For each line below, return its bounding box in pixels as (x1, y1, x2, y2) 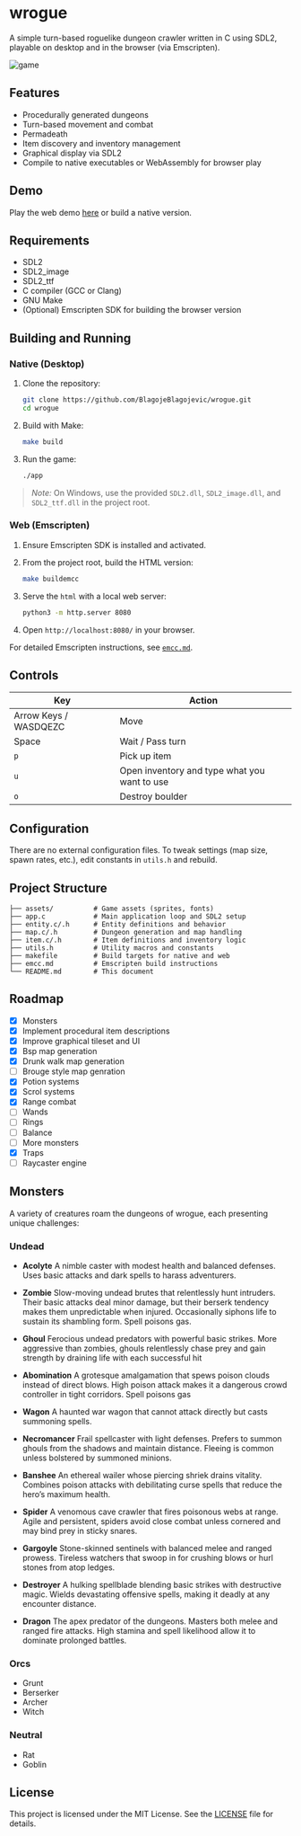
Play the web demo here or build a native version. (9, 207, 193, 217)
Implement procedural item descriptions (21, 1025, 170, 1036)
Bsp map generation (21, 1046, 98, 1057)
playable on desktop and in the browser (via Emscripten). (9, 41, 220, 52)
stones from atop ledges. (21, 1562, 116, 1573)
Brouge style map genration (21, 1066, 125, 1077)
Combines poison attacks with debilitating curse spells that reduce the (21, 1479, 282, 1490)
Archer (21, 1697, 48, 1707)
